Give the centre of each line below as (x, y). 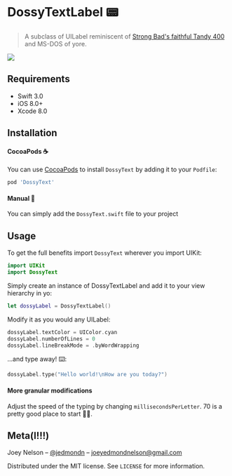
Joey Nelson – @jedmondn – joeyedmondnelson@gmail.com (95, 453)
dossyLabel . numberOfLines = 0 (52, 339)
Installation (32, 133)
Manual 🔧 (21, 198)
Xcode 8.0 (32, 111)
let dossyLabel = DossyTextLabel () (59, 306)
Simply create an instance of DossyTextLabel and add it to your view (106, 285)
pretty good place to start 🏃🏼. (50, 414)
